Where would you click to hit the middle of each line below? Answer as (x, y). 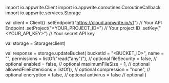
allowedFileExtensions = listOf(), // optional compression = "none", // (78, 69)
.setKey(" (151, 28)
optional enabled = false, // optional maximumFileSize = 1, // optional (78, 64)
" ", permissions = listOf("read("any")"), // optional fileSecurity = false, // (81, 59)
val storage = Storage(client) (35, 43)
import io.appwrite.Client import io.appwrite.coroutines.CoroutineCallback (83, 7)
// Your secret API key (72, 33)
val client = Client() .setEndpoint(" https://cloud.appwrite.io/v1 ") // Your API (84, 23)
